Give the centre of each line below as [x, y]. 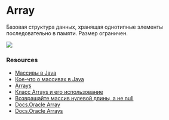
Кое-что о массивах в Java [50, 79]
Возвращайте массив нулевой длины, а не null [74, 99]
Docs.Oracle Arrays [39, 111]
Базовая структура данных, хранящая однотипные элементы [84, 27]
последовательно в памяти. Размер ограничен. [67, 33]
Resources [22, 60]
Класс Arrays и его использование [59, 92]
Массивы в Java [36, 73]
